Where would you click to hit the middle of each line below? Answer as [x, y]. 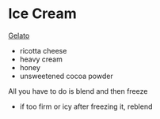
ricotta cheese [43, 50]
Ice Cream [42, 14]
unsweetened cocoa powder [66, 76]
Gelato [19, 35]
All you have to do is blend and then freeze [78, 91]
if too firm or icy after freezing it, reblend [86, 106]
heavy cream [41, 59]
